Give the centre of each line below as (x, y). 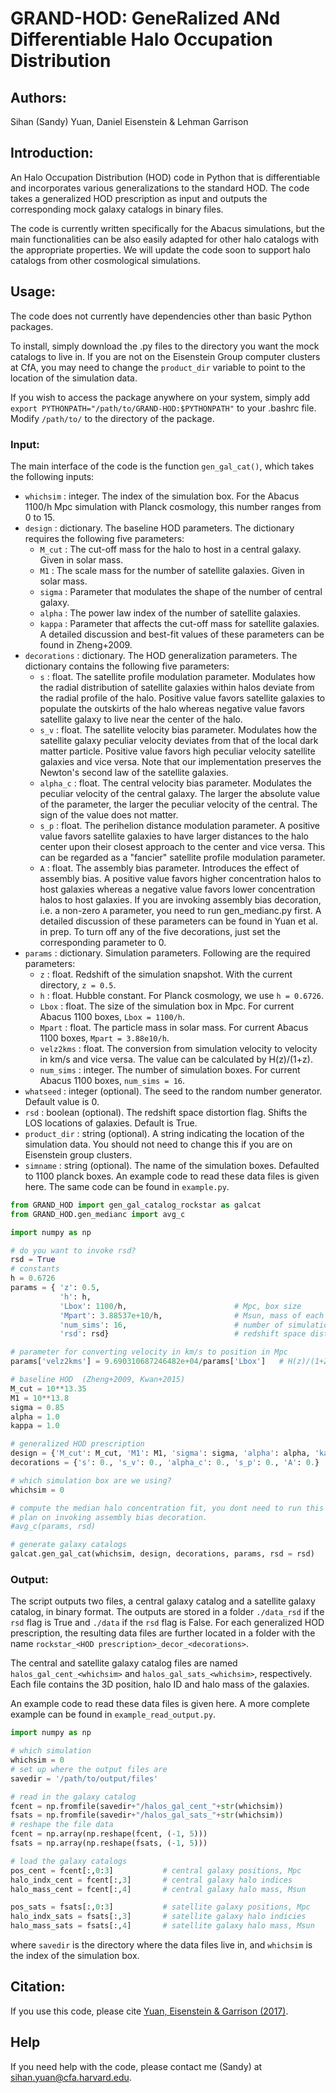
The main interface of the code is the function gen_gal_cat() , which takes (162, 466)
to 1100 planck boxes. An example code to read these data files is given (172, 1176)
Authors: (38, 97)
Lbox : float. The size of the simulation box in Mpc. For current (167, 1006)
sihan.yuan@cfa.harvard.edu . (71, 2077)
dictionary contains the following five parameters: (127, 666)
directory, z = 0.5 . (78, 984)
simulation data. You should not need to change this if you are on (158, 1144)
